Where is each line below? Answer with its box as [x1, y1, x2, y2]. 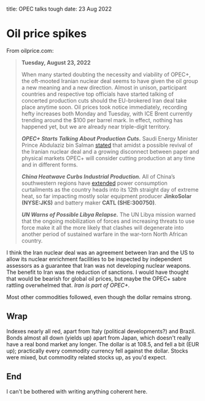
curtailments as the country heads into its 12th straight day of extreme [21, 185, 199, 193]
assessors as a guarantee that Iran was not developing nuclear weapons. [6, 262, 191, 269]
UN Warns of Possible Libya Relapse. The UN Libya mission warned [21, 211, 196, 218]
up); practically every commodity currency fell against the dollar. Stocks [6, 347, 188, 354]
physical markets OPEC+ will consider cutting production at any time [21, 154, 195, 162]
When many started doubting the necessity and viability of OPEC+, [21, 71, 191, 78]
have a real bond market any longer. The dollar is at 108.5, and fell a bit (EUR [6, 340, 199, 348]
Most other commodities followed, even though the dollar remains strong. [6, 293, 192, 300]
